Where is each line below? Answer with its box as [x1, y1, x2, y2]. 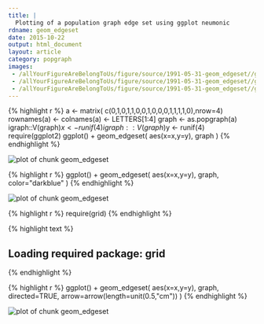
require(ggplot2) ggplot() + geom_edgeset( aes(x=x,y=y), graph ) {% [8, 131, 230, 141]
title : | [8, 11, 37, 20]
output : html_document [8, 41, 82, 49]
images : [8, 63, 34, 71]
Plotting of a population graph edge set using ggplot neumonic [15, 19, 230, 27]
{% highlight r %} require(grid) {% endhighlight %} [8, 209, 172, 219]
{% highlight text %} [8, 224, 74, 234]
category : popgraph [8, 56, 72, 64]
